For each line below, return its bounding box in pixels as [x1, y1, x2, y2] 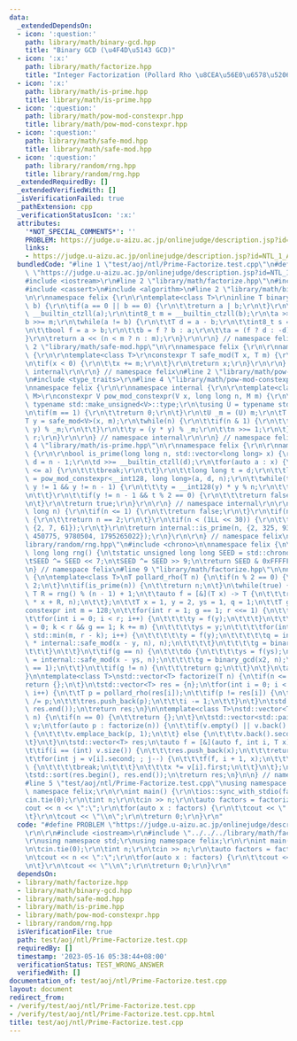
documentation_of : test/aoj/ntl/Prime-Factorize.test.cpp [9, 976, 227, 986]
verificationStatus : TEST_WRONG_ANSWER [17, 960, 164, 969]
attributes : [17, 219, 62, 228]
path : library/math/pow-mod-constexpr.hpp [25, 112, 184, 120]
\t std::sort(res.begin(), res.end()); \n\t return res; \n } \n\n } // [25, 771, 271, 780]
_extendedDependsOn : [17, 21, 93, 30]
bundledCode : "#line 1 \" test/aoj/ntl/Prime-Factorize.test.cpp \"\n [17, 260, 275, 269]
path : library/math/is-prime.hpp [25, 87, 148, 96]
